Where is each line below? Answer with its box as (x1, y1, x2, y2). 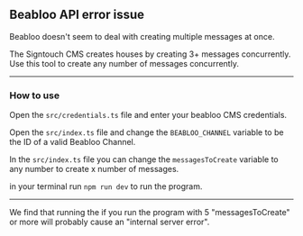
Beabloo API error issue (9, 7, 145, 23)
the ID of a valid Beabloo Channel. (9, 137, 136, 148)
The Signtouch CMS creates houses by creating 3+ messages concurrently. (9, 49, 291, 59)
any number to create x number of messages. (9, 164, 179, 175)
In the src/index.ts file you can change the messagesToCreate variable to (9, 154, 280, 165)
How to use (9, 89, 60, 102)
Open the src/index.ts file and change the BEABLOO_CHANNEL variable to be (9, 127, 284, 138)
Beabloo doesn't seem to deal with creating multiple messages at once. (9, 31, 275, 41)
